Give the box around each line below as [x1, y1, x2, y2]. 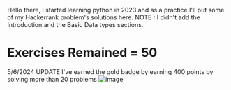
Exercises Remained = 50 [7, 45, 158, 61]
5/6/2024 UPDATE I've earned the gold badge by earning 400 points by [7, 67, 214, 75]
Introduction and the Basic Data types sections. [7, 21, 144, 28]
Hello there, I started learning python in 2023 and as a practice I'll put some [7, 6, 225, 14]
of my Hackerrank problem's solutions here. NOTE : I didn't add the [7, 13, 201, 21]
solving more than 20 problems [7, 75, 98, 83]
